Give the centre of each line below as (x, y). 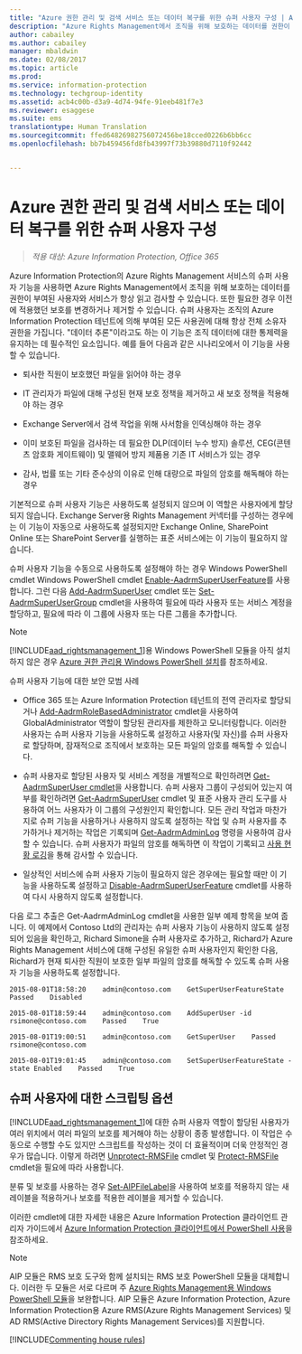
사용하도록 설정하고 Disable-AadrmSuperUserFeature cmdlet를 (154, 885)
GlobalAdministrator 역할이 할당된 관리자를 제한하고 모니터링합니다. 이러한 (154, 722)
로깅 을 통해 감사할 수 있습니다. (85, 854)
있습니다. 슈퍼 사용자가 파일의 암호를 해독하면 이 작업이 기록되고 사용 (162, 843)
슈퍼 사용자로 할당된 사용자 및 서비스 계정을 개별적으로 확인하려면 (137, 776)
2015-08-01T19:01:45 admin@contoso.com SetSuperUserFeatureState (146, 1060)
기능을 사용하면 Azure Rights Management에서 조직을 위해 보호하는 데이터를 (155, 287)
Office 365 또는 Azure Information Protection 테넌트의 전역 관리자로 (145, 700)
